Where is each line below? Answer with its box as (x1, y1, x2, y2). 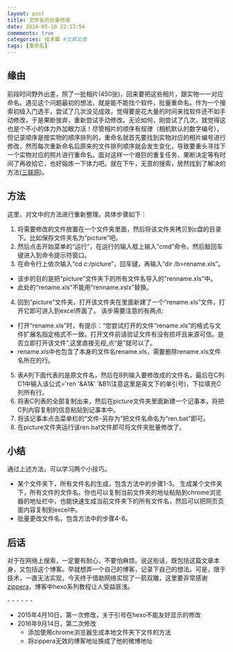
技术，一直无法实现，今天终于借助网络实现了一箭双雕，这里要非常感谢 (7, 574, 208, 582)
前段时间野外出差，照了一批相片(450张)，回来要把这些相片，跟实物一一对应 (7, 90, 224, 98)
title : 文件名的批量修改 (7, 17, 71, 24)
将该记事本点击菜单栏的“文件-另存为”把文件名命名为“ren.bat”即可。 (17, 414, 209, 423)
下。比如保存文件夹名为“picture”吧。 (17, 234, 122, 242)
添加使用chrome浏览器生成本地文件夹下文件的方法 (27, 628, 171, 637)
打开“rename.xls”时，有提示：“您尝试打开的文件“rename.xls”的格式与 (17, 321, 216, 329)
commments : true (7, 29, 54, 37)
